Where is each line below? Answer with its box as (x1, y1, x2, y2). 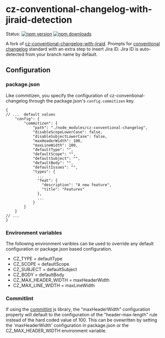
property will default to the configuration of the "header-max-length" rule (6, 312, 157, 318)
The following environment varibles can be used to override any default (6, 240, 154, 246)
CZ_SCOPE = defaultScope (13, 261, 69, 267)
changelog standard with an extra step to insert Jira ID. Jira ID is (6, 46, 139, 52)
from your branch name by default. (25, 51, 98, 57)
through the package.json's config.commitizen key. (29, 98, 135, 104)
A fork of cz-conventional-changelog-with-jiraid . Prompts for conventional (6, 40, 160, 46)
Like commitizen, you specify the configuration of (6, 92, 109, 99)
